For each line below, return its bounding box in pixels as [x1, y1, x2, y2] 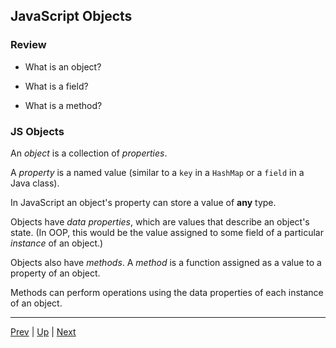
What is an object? [24, 60, 102, 73]
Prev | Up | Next [10, 325, 77, 338]
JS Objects [10, 124, 65, 138]
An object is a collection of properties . [10, 147, 168, 159]
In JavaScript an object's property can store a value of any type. [10, 196, 277, 208]
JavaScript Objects [10, 8, 133, 25]
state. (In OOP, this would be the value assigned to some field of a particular [10, 226, 324, 238]
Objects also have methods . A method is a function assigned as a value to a [10, 256, 322, 268]
